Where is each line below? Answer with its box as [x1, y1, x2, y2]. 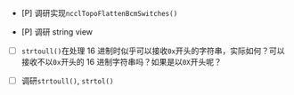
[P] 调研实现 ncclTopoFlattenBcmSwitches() [20, 8, 178, 18]
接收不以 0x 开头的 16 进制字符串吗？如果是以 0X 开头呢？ [20, 57, 222, 67]
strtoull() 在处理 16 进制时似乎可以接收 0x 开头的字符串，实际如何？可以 [20, 45, 285, 56]
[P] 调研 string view [20, 27, 94, 37]
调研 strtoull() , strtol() [20, 75, 114, 86]
